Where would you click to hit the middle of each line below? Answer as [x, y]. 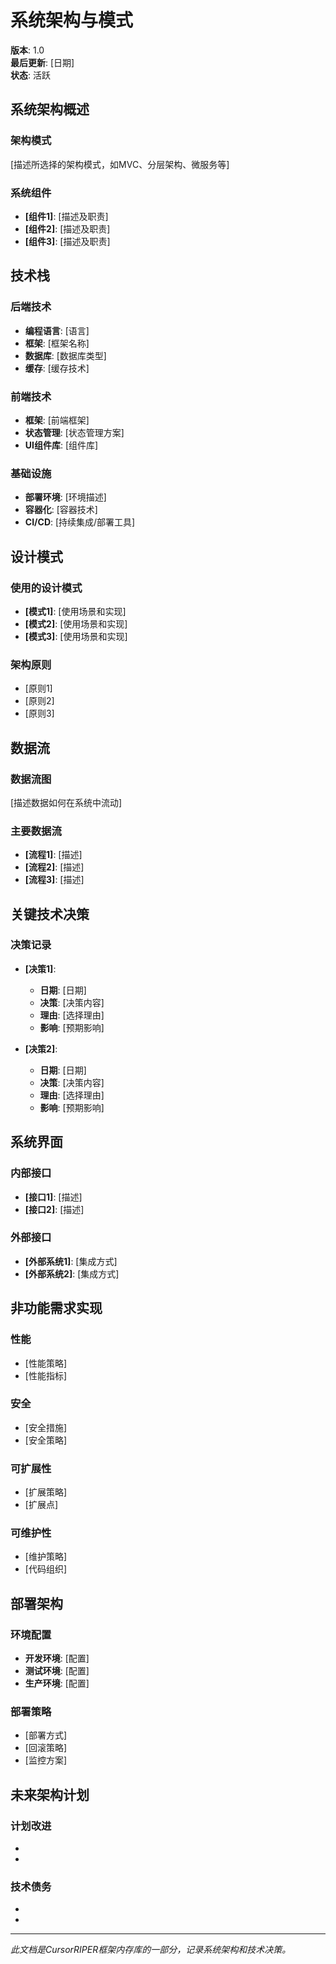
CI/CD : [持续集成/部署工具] [80, 522]
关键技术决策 [50, 914]
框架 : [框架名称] [57, 343]
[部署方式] [46, 1735]
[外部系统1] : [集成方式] [71, 1261]
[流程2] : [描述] [54, 867]
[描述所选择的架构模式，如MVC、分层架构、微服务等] [120, 164]
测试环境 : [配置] [57, 1671]
